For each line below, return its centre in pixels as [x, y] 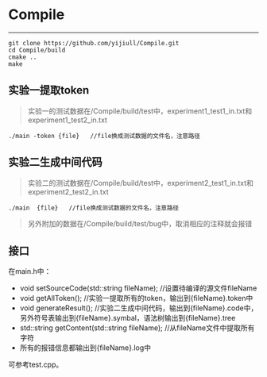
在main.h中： [30, 271]
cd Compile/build [37, 50]
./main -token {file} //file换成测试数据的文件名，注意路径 [104, 136]
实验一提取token [49, 90]
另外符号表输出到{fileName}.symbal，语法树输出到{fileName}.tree [128, 318]
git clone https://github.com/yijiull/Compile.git [94, 43]
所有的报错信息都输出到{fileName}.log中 [85, 348]
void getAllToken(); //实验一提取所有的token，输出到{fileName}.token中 [136, 298]
